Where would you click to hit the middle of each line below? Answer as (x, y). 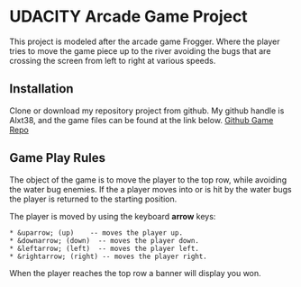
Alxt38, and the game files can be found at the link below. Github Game (141, 120)
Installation (41, 89)
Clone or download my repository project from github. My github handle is (147, 111)
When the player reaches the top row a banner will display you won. (135, 273)
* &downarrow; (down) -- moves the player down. (105, 240)
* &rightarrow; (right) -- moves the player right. (108, 256)
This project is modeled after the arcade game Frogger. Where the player (145, 41)
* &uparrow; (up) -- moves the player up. (96, 233)
